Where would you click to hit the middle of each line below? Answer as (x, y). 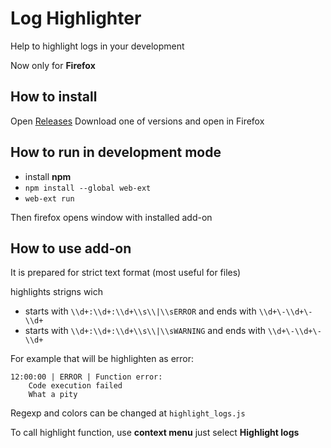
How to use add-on (71, 248)
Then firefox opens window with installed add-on (111, 217)
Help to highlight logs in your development (97, 46)
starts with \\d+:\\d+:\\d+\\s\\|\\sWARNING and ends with (145, 331)
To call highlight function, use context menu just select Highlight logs (155, 433)
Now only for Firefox (53, 65)
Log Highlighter (76, 18)
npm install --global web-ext (88, 188)
